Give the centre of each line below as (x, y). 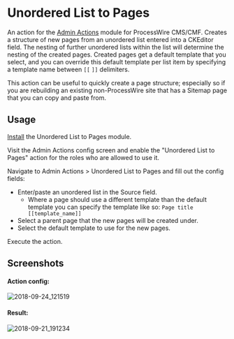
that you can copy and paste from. (57, 98)
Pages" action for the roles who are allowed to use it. (83, 157)
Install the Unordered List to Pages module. (70, 136)
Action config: (29, 281)
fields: (16, 178)
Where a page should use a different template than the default (117, 199)
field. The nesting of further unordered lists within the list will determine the (116, 47)
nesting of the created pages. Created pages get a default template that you (117, 55)
